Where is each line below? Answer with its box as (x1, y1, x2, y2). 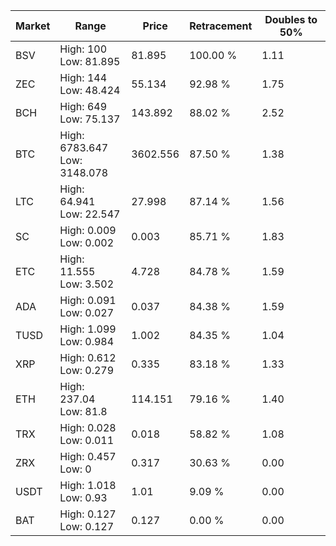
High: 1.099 (59, 322, 117, 336)
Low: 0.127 (59, 520, 115, 533)
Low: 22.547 (59, 207, 121, 221)
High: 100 (59, 42, 108, 56)
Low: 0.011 (59, 434, 115, 447)
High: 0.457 (59, 450, 117, 463)
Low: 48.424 (59, 84, 121, 97)
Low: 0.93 (59, 491, 108, 504)
